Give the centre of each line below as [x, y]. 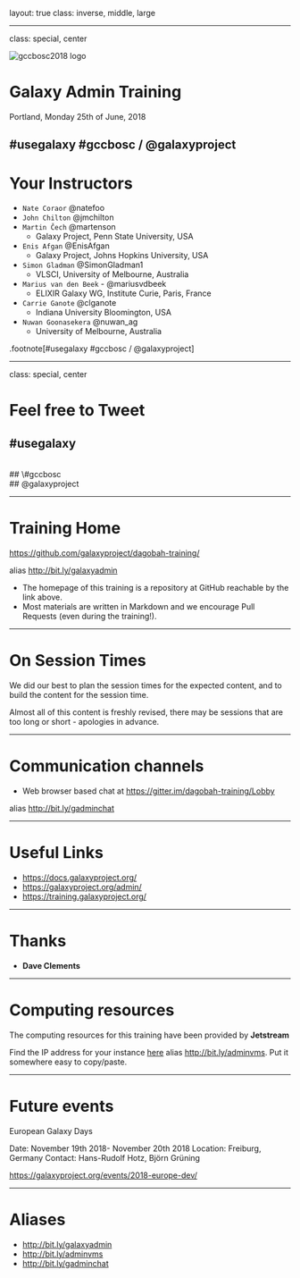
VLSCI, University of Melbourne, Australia [112, 274]
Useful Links [57, 853]
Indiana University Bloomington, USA [104, 313]
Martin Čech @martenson [69, 227]
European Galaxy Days [51, 1131]
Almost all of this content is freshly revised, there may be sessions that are [146, 712]
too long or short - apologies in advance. [84, 722]
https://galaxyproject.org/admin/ [82, 887]
